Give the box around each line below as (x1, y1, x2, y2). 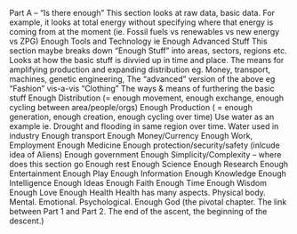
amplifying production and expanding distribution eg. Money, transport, (9, 64, 271, 75)
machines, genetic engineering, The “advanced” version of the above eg (9, 74, 276, 84)
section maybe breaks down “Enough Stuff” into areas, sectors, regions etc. (9, 45, 287, 56)
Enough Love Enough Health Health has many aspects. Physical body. (9, 187, 267, 198)
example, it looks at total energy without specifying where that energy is (9, 17, 274, 28)
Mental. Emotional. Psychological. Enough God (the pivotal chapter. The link (9, 197, 287, 207)
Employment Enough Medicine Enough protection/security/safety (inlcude (9, 140, 280, 150)
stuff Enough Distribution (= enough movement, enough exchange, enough (9, 93, 285, 103)
